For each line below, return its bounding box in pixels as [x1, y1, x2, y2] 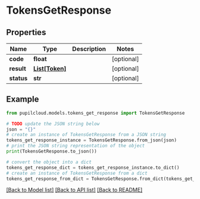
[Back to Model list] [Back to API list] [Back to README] [6, 187, 143, 194]
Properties [6, 27, 46, 37]
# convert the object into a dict [6, 159, 92, 165]
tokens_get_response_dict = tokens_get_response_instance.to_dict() [6, 165, 180, 170]
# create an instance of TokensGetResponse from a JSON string [6, 132, 167, 138]
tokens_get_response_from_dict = [6, 176, 89, 182]
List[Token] [33, 65, 67, 72]
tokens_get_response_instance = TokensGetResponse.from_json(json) [6, 137, 177, 143]
